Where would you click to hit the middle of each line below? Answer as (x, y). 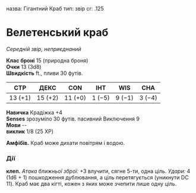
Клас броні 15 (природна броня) (47, 60)
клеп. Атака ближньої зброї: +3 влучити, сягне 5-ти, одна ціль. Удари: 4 (98, 171)
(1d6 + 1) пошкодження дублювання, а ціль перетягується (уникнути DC (97, 178)
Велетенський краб (57, 33)
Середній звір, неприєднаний (44, 49)
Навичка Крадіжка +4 (34, 112)
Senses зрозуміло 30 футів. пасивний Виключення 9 (73, 119)
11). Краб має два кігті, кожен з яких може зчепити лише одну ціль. (91, 184)
